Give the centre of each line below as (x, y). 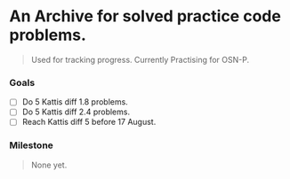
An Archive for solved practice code (145, 16)
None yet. (49, 165)
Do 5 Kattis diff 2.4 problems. (76, 112)
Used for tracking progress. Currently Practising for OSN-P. (140, 59)
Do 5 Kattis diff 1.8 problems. (75, 102)
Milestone (31, 145)
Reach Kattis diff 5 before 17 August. (89, 122)
